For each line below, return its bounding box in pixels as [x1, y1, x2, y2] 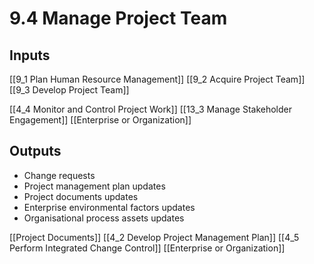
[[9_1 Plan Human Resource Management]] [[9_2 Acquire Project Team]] [9, 73, 306, 85]
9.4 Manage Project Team [9, 7, 228, 30]
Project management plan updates [23, 180, 166, 192]
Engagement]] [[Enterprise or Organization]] [9, 114, 192, 126]
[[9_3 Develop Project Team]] [9, 84, 130, 96]
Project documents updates [23, 190, 139, 202]
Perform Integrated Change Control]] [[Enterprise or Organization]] [9, 242, 286, 254]
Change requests [23, 169, 96, 181]
